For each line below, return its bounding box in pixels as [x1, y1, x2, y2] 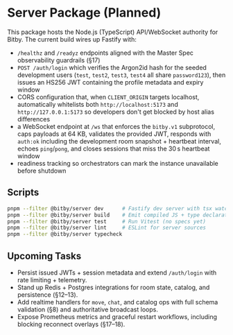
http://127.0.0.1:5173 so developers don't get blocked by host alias [17, 108, 215, 116]
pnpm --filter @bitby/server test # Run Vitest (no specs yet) [7, 218, 207, 225]
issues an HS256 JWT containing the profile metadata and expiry [17, 78, 204, 86]
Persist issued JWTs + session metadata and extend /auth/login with [17, 268, 217, 277]
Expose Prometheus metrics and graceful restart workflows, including [17, 312, 217, 320]
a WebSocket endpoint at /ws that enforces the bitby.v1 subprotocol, [17, 122, 216, 130]
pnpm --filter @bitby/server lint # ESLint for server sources [7, 224, 207, 232]
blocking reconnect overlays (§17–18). [17, 320, 126, 328]
